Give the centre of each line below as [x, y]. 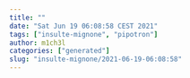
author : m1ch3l [38, 43]
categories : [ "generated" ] [60, 51]
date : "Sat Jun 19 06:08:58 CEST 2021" [84, 26]
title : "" [28, 17]
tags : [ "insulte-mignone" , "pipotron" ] [84, 34]
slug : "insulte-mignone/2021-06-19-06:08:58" [95, 59]
